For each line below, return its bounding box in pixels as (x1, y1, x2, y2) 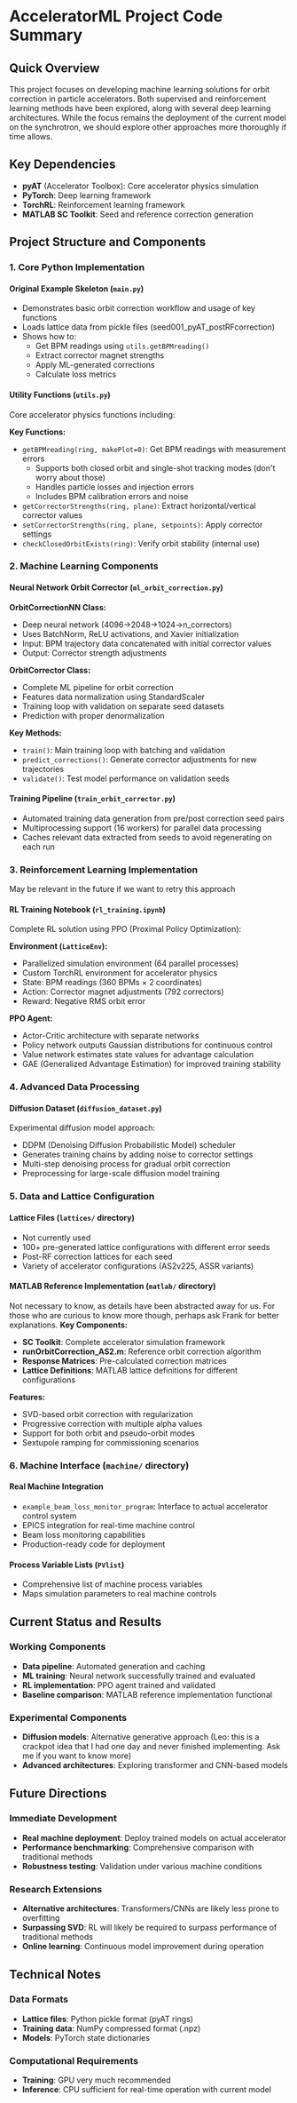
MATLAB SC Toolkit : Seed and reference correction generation (21, 209, 254, 219)
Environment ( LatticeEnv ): (9, 941, 108, 952)
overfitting (21, 1913, 60, 1924)
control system (21, 1510, 77, 1521)
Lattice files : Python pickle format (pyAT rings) (21, 2013, 193, 2024)
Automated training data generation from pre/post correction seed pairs (21, 813, 285, 824)
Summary (9, 25, 82, 45)
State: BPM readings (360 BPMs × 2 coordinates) (21, 977, 202, 988)
